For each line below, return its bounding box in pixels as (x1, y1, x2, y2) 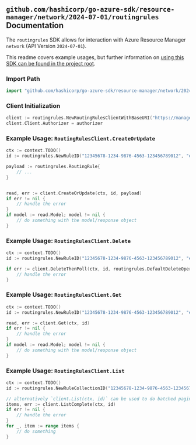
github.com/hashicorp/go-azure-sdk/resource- (6, 5, 175, 14)
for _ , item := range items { (6, 423, 80, 429)
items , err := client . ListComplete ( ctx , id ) (6, 401, 116, 407)
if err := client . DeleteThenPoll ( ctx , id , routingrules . (6, 266, 148, 272)
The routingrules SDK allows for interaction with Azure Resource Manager (6, 36, 186, 43)
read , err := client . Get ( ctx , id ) (6, 320, 90, 326)
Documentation (6, 20, 64, 30)
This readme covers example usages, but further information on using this (6, 53, 184, 61)
